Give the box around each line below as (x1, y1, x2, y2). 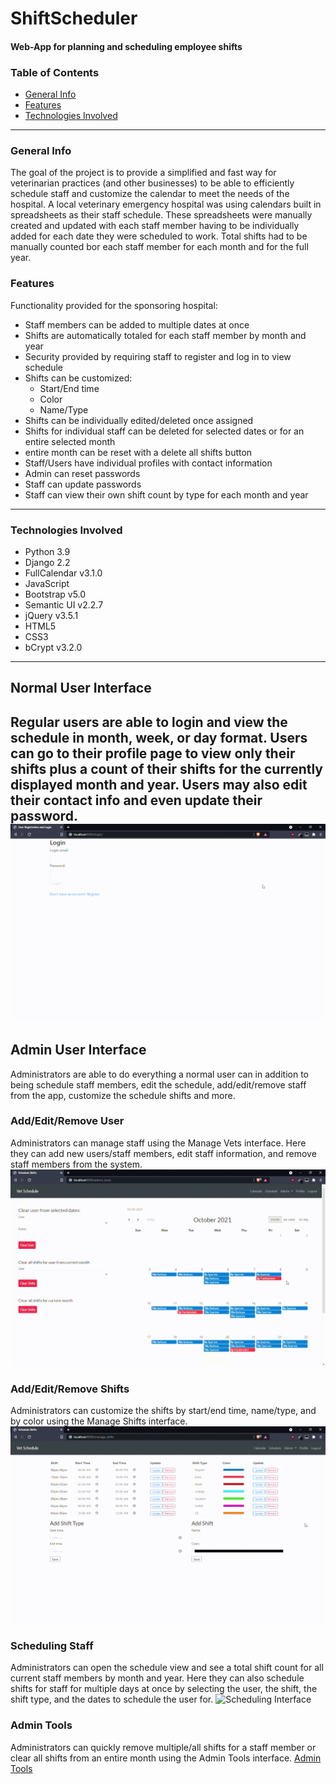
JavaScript (24, 577, 70, 589)
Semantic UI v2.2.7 (24, 598, 104, 611)
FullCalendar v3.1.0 (24, 567, 103, 579)
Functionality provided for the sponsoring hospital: (10, 299, 218, 311)
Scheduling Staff (10, 1639, 94, 1653)
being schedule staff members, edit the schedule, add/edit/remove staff (10, 1078, 307, 1091)
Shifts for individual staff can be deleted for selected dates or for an (24, 425, 305, 437)
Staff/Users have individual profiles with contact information (24, 457, 273, 469)
